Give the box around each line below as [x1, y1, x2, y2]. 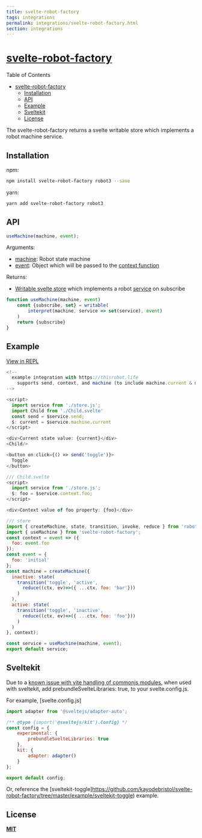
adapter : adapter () [28, 753, 77, 759]
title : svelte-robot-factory [6, 8, 79, 15]
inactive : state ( [11, 573, 55, 580]
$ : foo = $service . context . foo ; [11, 491, 93, 497]
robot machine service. [6, 133, 64, 140]
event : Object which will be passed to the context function [14, 262, 159, 269]
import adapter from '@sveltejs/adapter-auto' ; [6, 708, 128, 714]
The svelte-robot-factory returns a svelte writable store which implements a [6, 127, 194, 134]
